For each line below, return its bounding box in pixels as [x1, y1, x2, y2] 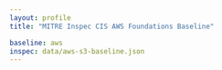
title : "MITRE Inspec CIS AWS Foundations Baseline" [9, 22, 215, 31]
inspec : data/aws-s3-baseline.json [9, 46, 145, 55]
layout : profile [9, 13, 71, 23]
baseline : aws [9, 38, 64, 47]
